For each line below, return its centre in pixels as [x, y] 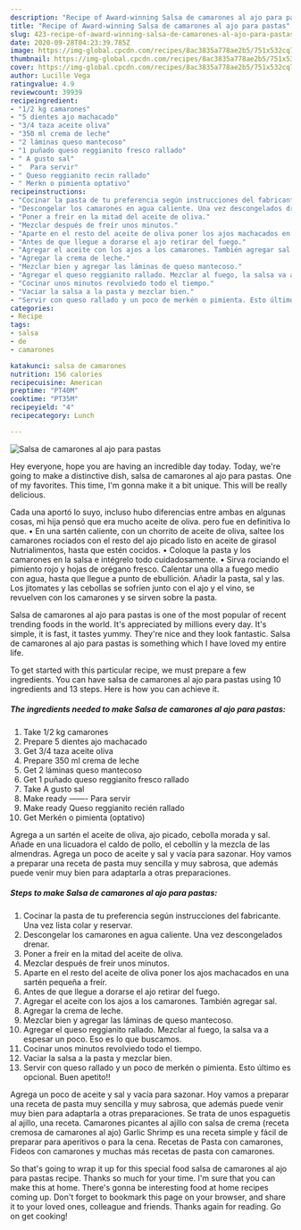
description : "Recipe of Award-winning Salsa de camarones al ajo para [146, 17]
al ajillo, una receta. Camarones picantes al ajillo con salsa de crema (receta [150, 1123]
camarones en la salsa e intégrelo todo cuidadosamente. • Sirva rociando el [150, 559]
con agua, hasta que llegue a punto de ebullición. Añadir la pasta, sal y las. [147, 578]
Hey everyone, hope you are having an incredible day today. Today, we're [145, 466]
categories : [32, 308]
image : [22, 51]
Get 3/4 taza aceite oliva [68, 750]
